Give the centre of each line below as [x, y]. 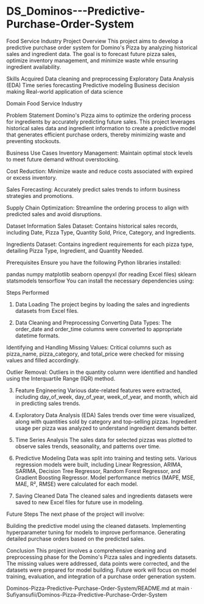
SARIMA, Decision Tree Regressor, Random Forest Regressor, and [98, 471]
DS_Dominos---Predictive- [76, 11]
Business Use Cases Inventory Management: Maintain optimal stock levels [100, 153]
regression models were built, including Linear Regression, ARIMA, [99, 465]
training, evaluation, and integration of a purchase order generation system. [101, 576]
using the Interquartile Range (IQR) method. [61, 378]
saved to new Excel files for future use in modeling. [79, 502]
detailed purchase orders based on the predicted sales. [76, 539]
